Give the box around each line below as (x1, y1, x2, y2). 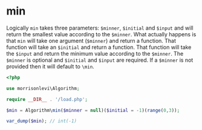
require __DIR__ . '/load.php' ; (6, 96, 88, 102)
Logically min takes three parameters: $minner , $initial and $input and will (6, 24, 194, 31)
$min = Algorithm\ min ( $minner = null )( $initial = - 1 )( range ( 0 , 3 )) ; (6, 107, 180, 113)
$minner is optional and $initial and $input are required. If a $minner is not (6, 56, 194, 63)
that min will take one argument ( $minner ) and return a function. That (6, 37, 177, 44)
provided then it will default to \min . (6, 62, 95, 70)
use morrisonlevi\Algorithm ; (6, 85, 80, 91)
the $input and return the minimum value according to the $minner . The (6, 50, 184, 57)
